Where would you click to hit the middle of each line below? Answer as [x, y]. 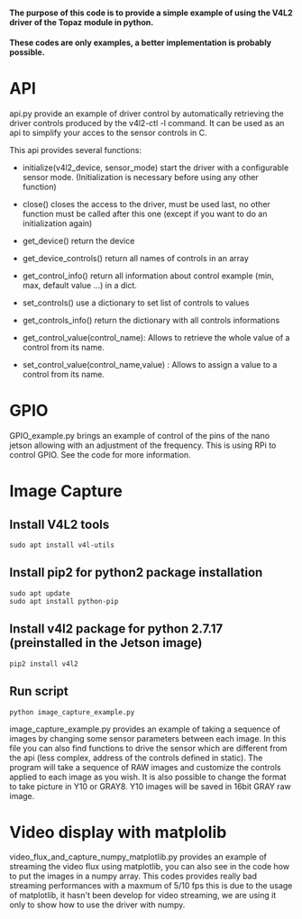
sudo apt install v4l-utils [62, 545]
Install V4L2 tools [59, 524]
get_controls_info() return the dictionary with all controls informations [151, 321]
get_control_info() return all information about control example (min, [148, 276]
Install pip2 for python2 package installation [136, 573]
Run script [39, 692]
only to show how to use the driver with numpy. [97, 905]
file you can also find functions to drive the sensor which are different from [148, 748]
